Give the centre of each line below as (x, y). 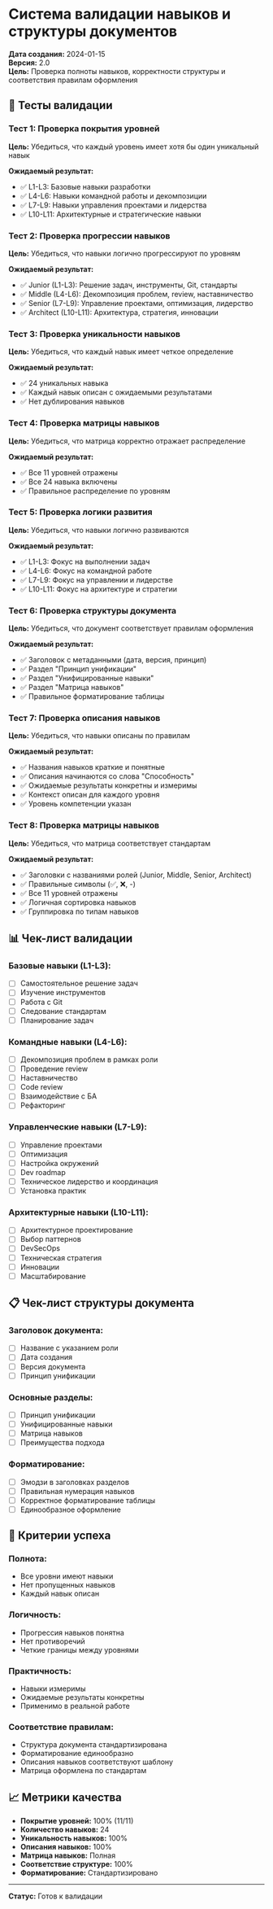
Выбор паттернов (50, 1239)
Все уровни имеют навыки (67, 1576)
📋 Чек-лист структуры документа (102, 1303)
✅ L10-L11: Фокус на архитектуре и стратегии (98, 589)
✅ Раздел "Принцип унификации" (78, 669)
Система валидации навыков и (120, 14)
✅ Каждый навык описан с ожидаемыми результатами (116, 392)
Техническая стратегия (61, 1257)
